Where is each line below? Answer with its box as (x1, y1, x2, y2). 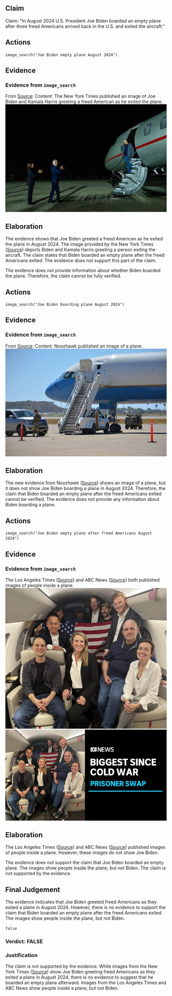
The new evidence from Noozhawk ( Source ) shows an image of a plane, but (5, 480, 166, 486)
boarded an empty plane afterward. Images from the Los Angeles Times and (5, 980, 166, 986)
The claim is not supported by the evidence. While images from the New (5, 963, 158, 969)
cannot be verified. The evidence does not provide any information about (5, 496, 160, 502)
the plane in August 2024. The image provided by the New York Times (5, 241, 154, 248)
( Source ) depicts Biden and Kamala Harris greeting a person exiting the (5, 247, 156, 253)
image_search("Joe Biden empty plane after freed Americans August (5, 531, 153, 536)
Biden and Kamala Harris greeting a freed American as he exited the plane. (5, 98, 163, 105)
